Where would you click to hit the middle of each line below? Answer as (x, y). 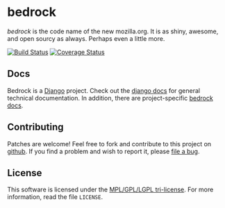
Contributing (35, 127)
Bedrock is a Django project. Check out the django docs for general (103, 90)
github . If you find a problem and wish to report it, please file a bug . (103, 151)
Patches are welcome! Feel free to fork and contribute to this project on (109, 144)
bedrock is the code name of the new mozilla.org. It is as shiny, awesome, (113, 31)
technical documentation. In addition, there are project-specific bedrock (110, 98)
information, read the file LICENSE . (55, 197)
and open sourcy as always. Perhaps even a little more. (86, 38)
